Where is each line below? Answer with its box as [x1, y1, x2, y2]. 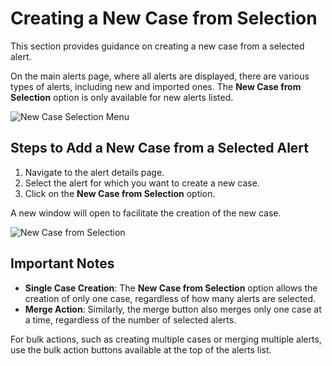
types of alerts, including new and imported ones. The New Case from [10, 80, 302, 92]
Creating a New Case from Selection [10, 7, 318, 30]
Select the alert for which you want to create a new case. [24, 177, 260, 189]
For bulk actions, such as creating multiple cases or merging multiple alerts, [10, 333, 322, 345]
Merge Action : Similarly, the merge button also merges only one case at [24, 303, 322, 315]
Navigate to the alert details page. [24, 166, 165, 178]
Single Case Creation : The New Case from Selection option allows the [24, 282, 318, 294]
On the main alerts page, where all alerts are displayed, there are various [10, 70, 310, 82]
